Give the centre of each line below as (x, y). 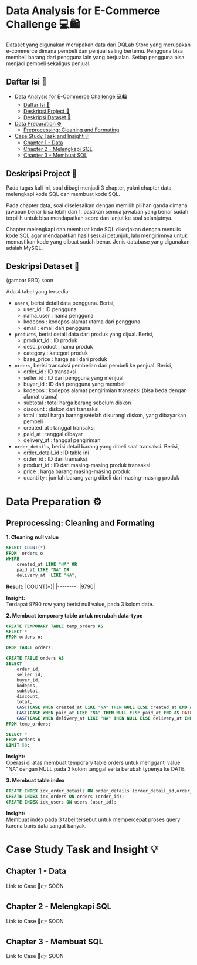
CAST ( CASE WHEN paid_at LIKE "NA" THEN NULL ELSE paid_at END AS (98, 713)
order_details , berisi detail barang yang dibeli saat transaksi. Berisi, (97, 447)
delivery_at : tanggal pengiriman (62, 440)
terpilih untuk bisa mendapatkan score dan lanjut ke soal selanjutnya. (89, 218)
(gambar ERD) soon (30, 281)
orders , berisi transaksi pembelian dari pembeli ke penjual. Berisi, (94, 366)
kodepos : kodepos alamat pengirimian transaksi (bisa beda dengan (105, 390)
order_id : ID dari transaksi (55, 459)
